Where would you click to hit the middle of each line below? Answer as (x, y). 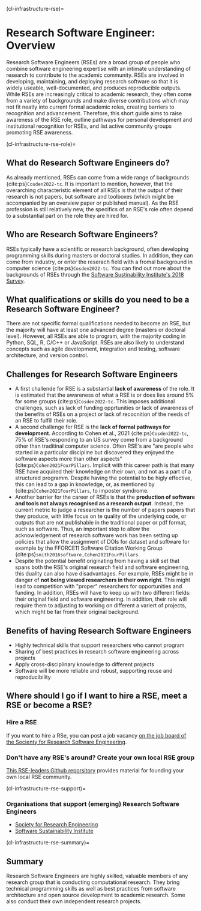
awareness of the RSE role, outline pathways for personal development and (99, 119)
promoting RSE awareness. (40, 132)
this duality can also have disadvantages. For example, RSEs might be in (104, 574)
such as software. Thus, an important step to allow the (82, 529)
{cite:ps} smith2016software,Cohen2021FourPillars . (77, 555)
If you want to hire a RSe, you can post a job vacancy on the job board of (96, 735)
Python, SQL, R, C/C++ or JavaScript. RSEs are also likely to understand (95, 343)
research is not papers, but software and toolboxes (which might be (90, 196)
